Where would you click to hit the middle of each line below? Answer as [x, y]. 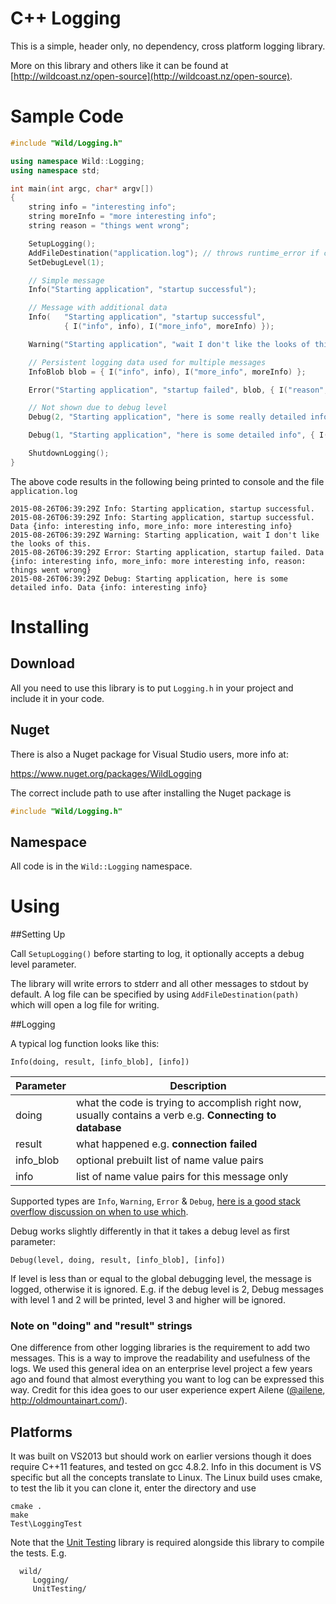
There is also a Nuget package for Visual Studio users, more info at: [149, 754]
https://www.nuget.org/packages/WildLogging [106, 773]
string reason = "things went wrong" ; [109, 226]
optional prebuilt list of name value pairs [170, 1160]
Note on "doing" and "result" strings [101, 1326]
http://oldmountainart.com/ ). [69, 1401]
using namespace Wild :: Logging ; [77, 161]
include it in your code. [57, 698]
